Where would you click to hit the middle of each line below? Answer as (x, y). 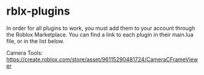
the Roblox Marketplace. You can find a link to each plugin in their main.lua (100, 34)
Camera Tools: (25, 52)
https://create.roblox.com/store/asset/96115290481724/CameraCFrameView (102, 59)
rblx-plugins (38, 11)
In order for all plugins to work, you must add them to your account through (101, 28)
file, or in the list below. (35, 41)
